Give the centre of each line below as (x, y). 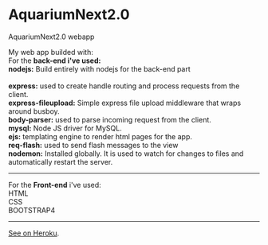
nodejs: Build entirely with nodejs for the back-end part (100, 68)
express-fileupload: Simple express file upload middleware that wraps (125, 103)
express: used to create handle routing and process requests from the (124, 86)
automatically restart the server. (61, 161)
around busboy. (34, 111)
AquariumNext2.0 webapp (51, 37)
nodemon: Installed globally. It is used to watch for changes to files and (126, 154)
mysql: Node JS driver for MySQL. (65, 128)
